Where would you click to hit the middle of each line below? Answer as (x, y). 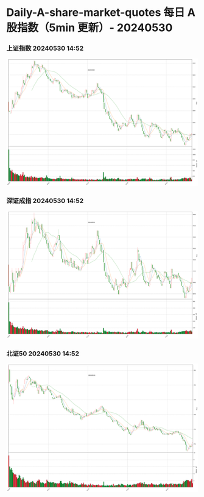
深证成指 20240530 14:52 (45, 201)
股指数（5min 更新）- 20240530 (90, 28)
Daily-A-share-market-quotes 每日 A (101, 13)
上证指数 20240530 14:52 (45, 48)
